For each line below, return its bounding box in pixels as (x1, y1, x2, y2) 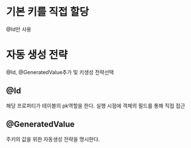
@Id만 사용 (6, 26, 32, 33)
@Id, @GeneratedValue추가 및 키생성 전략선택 (6, 68, 114, 76)
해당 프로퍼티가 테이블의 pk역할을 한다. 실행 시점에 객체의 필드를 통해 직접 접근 (6, 102, 186, 109)
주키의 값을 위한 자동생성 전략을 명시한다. (6, 135, 100, 143)
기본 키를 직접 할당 (6, 5, 89, 19)
